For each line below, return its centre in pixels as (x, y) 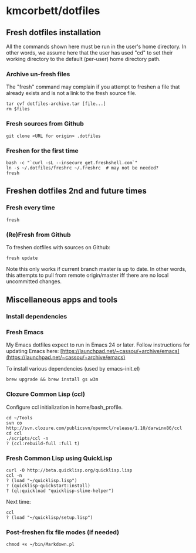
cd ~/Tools (19, 418)
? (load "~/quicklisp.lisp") (42, 481)
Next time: (18, 502)
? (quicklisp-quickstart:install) (48, 486)
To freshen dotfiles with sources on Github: (58, 247)
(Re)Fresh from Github (38, 235)
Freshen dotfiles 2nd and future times (76, 191)
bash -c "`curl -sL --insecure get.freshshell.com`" (72, 162)
